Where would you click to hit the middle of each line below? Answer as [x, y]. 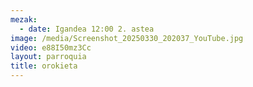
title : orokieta [44, 66]
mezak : [24, 19]
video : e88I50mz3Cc [51, 47]
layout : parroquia [48, 57]
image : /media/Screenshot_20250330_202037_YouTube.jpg [127, 38]
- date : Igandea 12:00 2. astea [87, 29]
